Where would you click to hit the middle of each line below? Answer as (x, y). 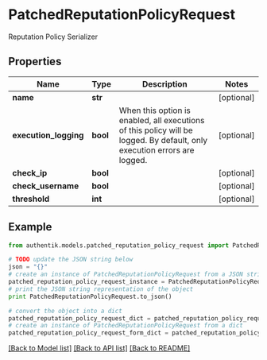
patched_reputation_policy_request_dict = (79, 318)
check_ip (30, 172)
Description (165, 83)
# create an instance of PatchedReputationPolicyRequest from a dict (126, 326)
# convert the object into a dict (66, 311)
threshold (31, 199)
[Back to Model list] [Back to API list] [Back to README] (99, 348)
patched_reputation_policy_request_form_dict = (89, 333)
